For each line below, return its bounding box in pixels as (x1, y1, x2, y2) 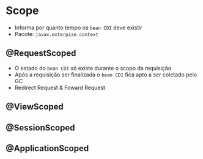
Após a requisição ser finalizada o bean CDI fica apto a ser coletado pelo (14, 71, 197, 78)
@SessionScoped (6, 122, 75, 133)
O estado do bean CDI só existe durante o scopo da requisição (14, 64, 172, 72)
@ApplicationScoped (6, 143, 89, 153)
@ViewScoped (6, 102, 64, 112)
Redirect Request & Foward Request (14, 84, 105, 91)
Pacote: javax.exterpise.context (14, 30, 99, 37)
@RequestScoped (6, 48, 76, 59)
